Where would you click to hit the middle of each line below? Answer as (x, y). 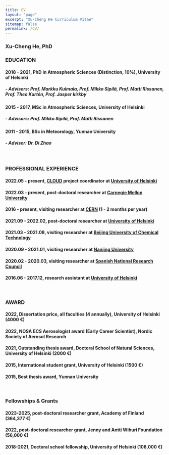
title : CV (16, 10)
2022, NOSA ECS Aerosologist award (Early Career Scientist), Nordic (79, 331)
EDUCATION (21, 60)
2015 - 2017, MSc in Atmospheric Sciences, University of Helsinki (75, 107)
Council (14, 266)
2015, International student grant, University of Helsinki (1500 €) (74, 365)
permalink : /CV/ (22, 29)
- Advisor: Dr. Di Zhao (29, 143)
